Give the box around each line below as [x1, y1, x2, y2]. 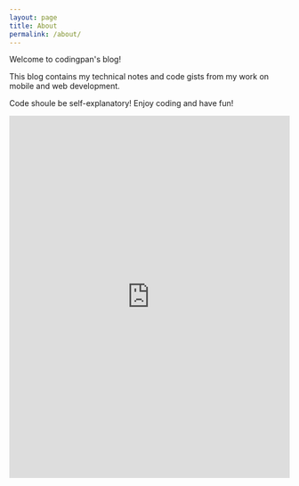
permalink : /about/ [9, 29, 82, 38]
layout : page [9, 12, 58, 22]
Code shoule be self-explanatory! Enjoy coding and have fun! [9, 98, 234, 109]
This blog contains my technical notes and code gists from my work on [9, 71, 270, 82]
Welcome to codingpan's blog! [9, 54, 122, 65]
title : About [9, 21, 58, 30]
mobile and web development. [9, 81, 120, 92]
